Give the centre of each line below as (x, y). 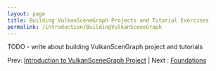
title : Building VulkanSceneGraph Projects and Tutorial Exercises (108, 20)
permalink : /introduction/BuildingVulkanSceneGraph (84, 27)
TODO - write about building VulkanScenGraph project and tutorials (105, 47)
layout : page (26, 14)
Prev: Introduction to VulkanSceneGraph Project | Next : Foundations (107, 60)
